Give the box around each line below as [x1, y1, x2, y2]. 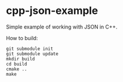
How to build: [6, 34, 38, 41]
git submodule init [6, 45, 54, 52]
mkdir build [6, 56, 35, 62]
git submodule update [6, 51, 59, 56]
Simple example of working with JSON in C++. [6, 23, 118, 30]
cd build [6, 61, 27, 67]
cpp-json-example [6, 4, 98, 17]
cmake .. [6, 66, 27, 72]
